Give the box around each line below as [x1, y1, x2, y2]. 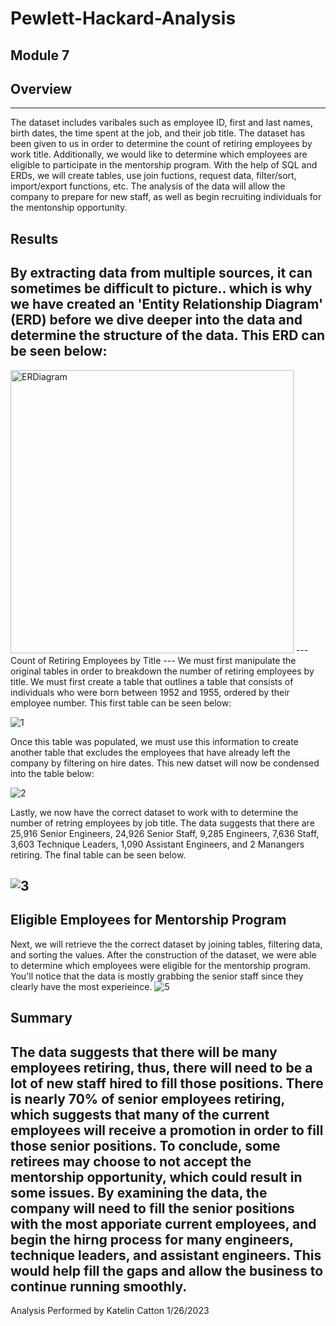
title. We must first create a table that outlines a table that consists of [10, 675, 294, 687]
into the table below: [10, 767, 95, 779]
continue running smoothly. [10, 1278, 188, 1295]
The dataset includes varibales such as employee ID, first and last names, [10, 117, 313, 129]
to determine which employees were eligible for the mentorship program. [10, 959, 311, 971]
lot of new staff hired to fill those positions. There [10, 1075, 324, 1092]
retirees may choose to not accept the [10, 1153, 252, 1170]
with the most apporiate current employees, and [10, 1215, 317, 1232]
